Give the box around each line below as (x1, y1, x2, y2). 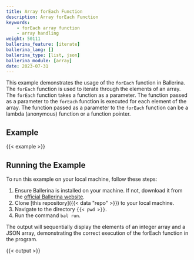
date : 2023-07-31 (6, 63, 49, 69)
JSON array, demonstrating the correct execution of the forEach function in (6, 229, 189, 237)
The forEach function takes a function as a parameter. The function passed (6, 92, 188, 99)
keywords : (6, 19, 31, 25)
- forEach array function (16, 25, 81, 31)
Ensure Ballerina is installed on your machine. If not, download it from (14, 187, 183, 194)
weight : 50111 (6, 36, 41, 42)
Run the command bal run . (14, 212, 81, 219)
